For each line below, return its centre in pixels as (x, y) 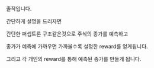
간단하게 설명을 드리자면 (34, 21)
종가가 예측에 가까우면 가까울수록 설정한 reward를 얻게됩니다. (77, 46)
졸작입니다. (19, 9)
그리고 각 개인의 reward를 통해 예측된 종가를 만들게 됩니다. (74, 59)
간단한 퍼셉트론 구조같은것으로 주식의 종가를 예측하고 (67, 34)
